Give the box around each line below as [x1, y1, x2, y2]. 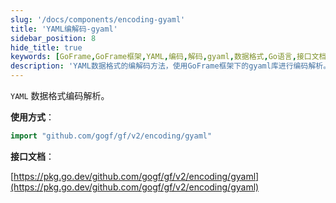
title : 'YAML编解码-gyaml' [10, 24, 118, 34]
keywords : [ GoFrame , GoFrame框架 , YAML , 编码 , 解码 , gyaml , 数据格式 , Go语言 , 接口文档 [10, 52, 327, 62]
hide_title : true [10, 42, 83, 53]
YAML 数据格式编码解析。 [10, 90, 110, 101]
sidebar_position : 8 [10, 33, 97, 43]
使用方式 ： [10, 111, 55, 123]
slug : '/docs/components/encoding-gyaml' [10, 14, 186, 25]
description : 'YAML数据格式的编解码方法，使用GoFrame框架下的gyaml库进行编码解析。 [10, 61, 332, 71]
